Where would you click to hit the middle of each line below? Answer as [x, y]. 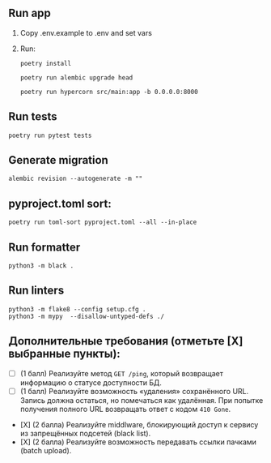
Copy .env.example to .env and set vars [86, 32]
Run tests [33, 117]
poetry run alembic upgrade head [76, 77]
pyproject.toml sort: [60, 203]
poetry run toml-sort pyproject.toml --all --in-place [103, 222]
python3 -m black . [41, 266]
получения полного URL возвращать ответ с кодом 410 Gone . [125, 409]
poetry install [46, 63]
